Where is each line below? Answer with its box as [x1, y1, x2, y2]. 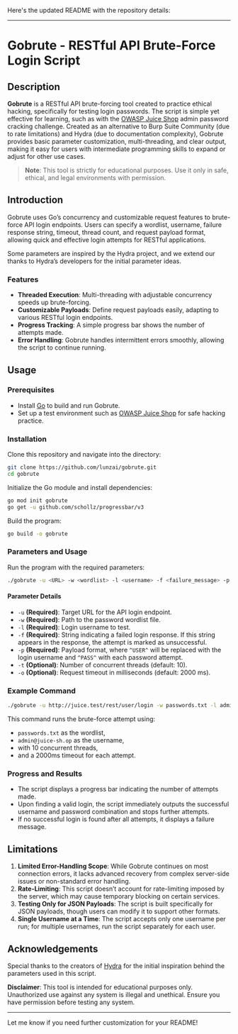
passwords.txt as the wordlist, [17, 728, 106, 737]
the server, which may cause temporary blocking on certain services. [17, 892, 220, 901]
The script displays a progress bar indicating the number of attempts [17, 785, 219, 794]
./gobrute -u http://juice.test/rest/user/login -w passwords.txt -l [7, 702, 217, 709]
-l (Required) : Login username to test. [17, 623, 131, 631]
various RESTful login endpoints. [17, 313, 113, 322]
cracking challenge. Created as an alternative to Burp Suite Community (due [7, 122, 230, 130]
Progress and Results [7, 769, 83, 779]
